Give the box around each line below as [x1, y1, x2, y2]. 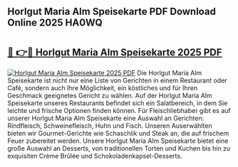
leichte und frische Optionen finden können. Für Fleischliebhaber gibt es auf [7, 107, 231, 114]
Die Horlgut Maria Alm [137, 69, 202, 77]
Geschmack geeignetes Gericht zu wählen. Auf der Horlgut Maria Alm [7, 92, 212, 99]
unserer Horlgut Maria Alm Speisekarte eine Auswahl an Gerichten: [7, 114, 205, 122]
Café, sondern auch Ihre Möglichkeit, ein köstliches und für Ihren [7, 84, 198, 92]
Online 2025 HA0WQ [7, 17, 103, 29]
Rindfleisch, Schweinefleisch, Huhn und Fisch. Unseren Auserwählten [7, 122, 212, 130]
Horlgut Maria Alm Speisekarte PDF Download [7, 6, 216, 18]
